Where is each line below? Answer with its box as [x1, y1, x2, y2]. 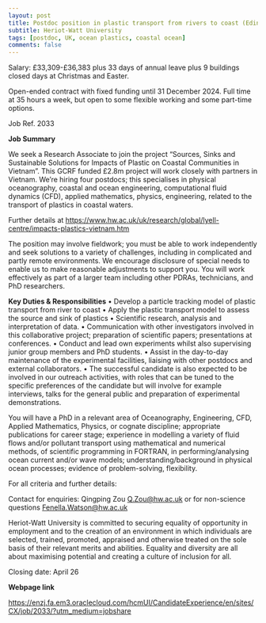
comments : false [8, 41, 62, 49]
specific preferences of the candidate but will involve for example [8, 381, 222, 391]
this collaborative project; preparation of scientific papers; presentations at [8, 331, 253, 340]
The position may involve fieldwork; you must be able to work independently [8, 239, 257, 249]
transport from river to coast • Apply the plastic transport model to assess [8, 305, 250, 315]
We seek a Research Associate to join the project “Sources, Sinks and [8, 150, 236, 159]
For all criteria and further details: [8, 479, 117, 488]
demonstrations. [8, 398, 62, 407]
